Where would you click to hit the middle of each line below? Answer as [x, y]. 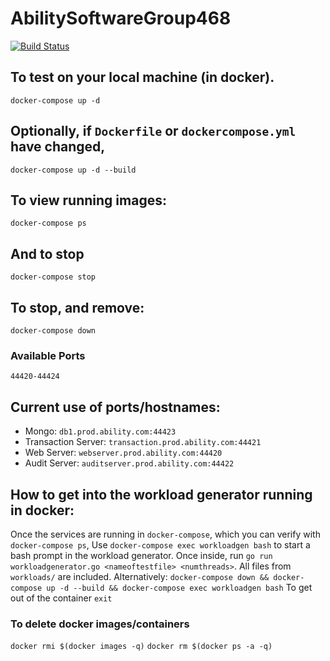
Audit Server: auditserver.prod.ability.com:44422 [129, 463]
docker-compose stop [53, 277]
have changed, [58, 147]
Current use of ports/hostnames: [115, 407]
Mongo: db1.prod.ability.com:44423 [100, 431]
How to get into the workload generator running [161, 494]
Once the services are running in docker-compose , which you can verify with [165, 534]
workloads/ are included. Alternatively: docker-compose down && [140, 576]
